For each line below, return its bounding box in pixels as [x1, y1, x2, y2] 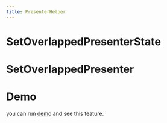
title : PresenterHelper [6, 8, 66, 15]
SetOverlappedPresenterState [6, 34, 162, 48]
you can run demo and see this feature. [6, 110, 104, 117]
